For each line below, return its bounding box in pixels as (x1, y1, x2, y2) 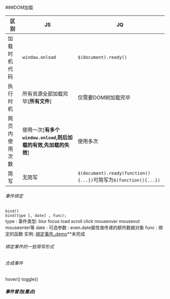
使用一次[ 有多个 (22, 126, 60, 133)
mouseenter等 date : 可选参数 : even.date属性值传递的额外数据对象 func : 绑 (5, 225, 163, 231)
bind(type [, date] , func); (5, 213, 67, 218)
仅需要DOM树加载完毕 (77, 94, 131, 101)
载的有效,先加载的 (22, 141, 65, 148)
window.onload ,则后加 (22, 134, 73, 141)
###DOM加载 (5, 5, 34, 10)
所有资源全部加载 (22, 90, 63, 97)
